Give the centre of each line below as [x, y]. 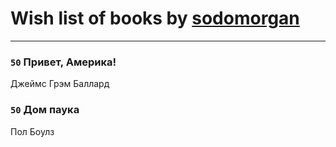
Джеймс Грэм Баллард [60, 84]
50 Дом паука [45, 110]
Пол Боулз [32, 131]
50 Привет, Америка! [63, 62]
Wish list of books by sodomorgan [155, 18]
